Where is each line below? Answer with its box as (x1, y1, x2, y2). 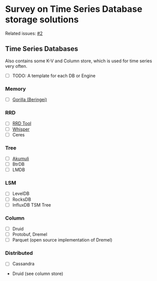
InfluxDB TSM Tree (12, 202, 51, 208)
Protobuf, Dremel (12, 231, 48, 237)
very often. (5, 63, 28, 69)
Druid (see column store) (12, 271, 63, 277)
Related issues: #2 (5, 30, 43, 36)
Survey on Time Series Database (5, 3, 143, 15)
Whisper (12, 126, 30, 132)
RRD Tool (12, 120, 31, 127)
